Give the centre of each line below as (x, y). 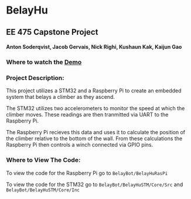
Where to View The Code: (43, 160)
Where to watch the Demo (44, 62)
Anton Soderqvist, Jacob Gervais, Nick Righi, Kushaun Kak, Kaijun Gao (94, 47)
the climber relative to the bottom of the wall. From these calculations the (94, 138)
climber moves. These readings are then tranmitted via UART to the (87, 115)
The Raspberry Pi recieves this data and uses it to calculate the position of (96, 132)
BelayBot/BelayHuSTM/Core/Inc (43, 190)
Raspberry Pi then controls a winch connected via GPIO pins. (80, 145)
